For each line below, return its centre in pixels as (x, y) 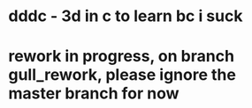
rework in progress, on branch (122, 57)
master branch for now (94, 94)
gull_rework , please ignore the (122, 75)
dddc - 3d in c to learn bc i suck (126, 16)
